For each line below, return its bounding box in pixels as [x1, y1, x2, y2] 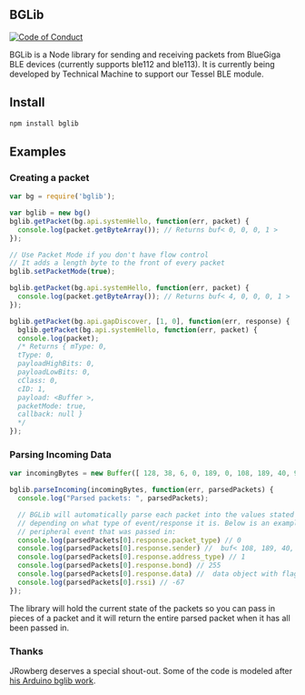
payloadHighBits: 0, [17, 359, 95, 368]
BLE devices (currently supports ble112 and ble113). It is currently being [9, 58, 275, 69]
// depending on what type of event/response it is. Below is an [17, 519, 271, 528]
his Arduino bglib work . [9, 675, 96, 686]
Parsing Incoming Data [9, 448, 112, 460]
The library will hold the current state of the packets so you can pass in [9, 602, 275, 613]
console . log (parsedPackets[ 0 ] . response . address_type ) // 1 [17, 552, 246, 562]
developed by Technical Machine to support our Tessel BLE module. [9, 68, 265, 79]
